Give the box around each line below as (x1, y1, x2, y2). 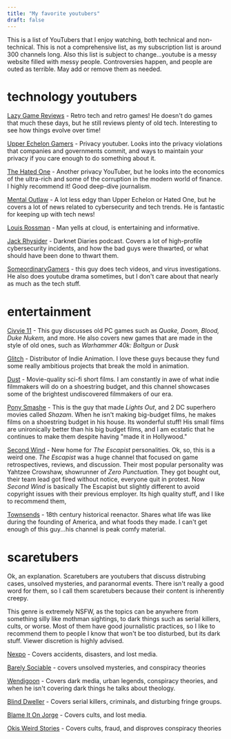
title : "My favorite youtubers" (7, 10, 100, 17)
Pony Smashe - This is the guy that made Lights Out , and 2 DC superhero (7, 403, 216, 412)
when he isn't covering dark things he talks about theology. (7, 684, 176, 693)
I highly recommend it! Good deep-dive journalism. (7, 182, 152, 190)
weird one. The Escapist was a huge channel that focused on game (7, 453, 199, 462)
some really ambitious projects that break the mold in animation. (7, 362, 190, 370)
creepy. (7, 594, 29, 603)
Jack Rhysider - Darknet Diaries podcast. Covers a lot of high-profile (7, 237, 203, 245)
